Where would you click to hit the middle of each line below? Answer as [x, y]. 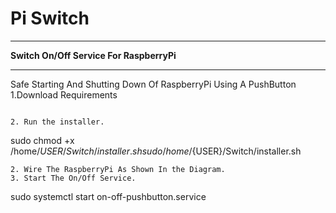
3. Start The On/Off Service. [73, 178]
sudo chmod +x [42, 140]
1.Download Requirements [64, 94]
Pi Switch [50, 18]
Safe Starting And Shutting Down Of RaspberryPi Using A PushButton [153, 84]
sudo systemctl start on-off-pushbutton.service [108, 196]
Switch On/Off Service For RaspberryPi [93, 55]
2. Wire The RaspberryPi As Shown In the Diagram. [118, 169]
